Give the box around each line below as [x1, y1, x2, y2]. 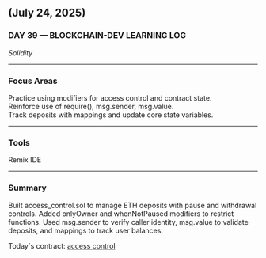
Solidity [8, 47, 33, 58]
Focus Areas [8, 75, 58, 86]
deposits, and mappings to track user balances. [8, 226, 164, 235]
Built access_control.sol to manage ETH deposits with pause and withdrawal [8, 200, 257, 210]
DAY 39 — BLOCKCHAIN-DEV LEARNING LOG [8, 30, 187, 41]
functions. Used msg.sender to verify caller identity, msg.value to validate [8, 217, 249, 226]
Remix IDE [8, 155, 42, 165]
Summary [8, 182, 47, 193]
